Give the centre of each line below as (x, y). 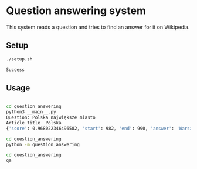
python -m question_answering (43, 144)
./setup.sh (19, 59)
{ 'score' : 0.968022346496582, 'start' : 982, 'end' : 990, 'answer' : (90, 128)
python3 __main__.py (31, 112)
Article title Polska (34, 123)
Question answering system (76, 11)
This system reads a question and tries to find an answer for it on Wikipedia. (98, 27)
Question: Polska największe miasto (51, 118)
